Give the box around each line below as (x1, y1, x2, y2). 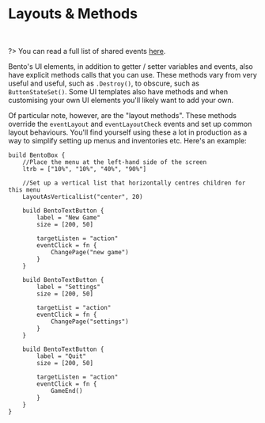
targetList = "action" (36, 303, 112, 311)
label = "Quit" (36, 352, 87, 360)
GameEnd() (50, 387, 83, 394)
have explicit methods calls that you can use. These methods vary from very (8, 70, 257, 79)
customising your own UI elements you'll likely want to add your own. (8, 95, 234, 105)
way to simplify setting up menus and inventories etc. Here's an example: (8, 135, 247, 145)
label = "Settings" (36, 283, 101, 291)
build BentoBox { (8, 151, 66, 159)
